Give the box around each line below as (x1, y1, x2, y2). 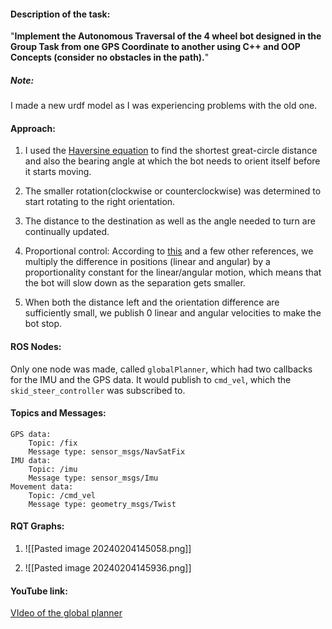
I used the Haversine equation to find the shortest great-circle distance (24, 145, 318, 157)
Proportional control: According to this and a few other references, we (24, 245, 314, 257)
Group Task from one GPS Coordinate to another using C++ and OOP (10, 41, 301, 53)
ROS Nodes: (10, 340, 62, 352)
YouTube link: (10, 585, 68, 597)
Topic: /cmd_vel (28, 490, 97, 500)
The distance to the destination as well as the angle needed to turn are (24, 215, 316, 227)
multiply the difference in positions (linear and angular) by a (24, 256, 271, 268)
